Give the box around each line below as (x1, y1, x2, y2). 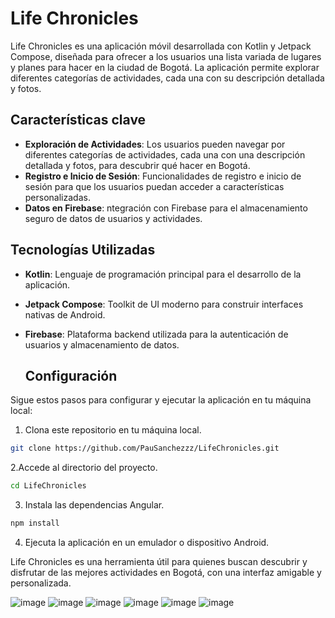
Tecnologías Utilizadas (10, 242, 156, 259)
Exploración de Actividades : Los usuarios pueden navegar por (24, 138, 286, 150)
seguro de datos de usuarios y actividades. (24, 212, 203, 224)
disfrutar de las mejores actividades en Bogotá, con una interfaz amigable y (10, 567, 322, 578)
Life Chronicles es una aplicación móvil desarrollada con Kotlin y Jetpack (10, 40, 312, 52)
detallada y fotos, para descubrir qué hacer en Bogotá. (24, 159, 251, 171)
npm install (10, 518, 60, 529)
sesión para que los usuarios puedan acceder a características (24, 180, 285, 192)
